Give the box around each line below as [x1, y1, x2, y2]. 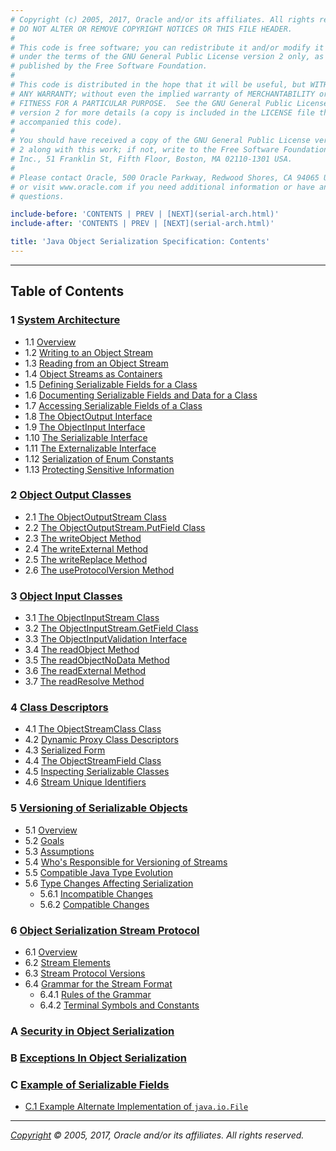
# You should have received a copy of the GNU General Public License [10, 136, 311, 146]
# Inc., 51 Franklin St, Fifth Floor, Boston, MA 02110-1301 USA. [10, 154, 293, 164]
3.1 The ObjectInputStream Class [24, 612, 160, 624]
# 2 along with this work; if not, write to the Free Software [10, 145, 280, 155]
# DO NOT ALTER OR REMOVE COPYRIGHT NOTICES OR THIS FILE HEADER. [10, 24, 293, 34]
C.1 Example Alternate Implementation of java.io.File [24, 1101, 249, 1113]
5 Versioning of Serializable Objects [10, 801, 188, 815]
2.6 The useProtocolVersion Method [24, 564, 175, 576]
